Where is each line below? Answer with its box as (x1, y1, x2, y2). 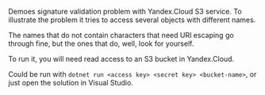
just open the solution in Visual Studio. (8, 78, 133, 87)
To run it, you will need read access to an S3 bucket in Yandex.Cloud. (8, 55, 235, 63)
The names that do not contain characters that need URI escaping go (8, 31, 234, 40)
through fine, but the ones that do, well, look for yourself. (8, 39, 194, 48)
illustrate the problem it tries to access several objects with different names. (8, 15, 256, 25)
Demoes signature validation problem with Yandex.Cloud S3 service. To (8, 7, 242, 16)
